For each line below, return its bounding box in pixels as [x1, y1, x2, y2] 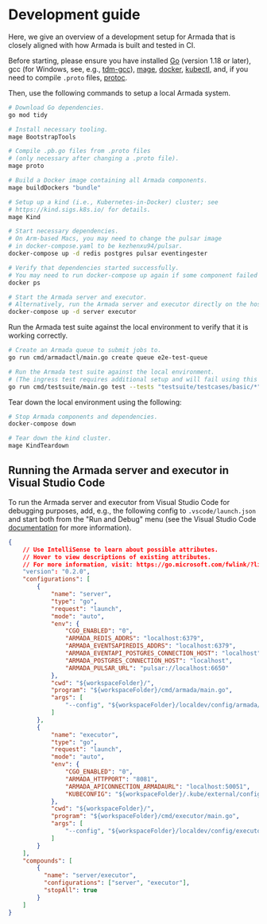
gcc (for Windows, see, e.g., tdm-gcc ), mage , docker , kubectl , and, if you [8, 64, 249, 73]
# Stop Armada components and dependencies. [8, 413, 158, 421]
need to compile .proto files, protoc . [8, 72, 128, 82]
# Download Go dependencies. [8, 104, 105, 112]
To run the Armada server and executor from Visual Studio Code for [8, 497, 230, 507]
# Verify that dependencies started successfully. [8, 264, 180, 272]
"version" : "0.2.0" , [22, 568, 91, 576]
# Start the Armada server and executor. [8, 293, 148, 301]
